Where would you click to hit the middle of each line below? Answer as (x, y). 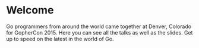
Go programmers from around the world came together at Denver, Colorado (99, 26)
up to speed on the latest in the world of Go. (60, 39)
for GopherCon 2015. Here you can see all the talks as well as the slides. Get (99, 32)
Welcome (30, 10)
